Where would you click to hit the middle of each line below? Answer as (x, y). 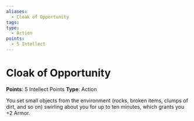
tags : (13, 22)
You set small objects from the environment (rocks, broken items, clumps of (97, 101)
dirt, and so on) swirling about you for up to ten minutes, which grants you (95, 106)
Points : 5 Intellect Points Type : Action (52, 89)
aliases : (17, 11)
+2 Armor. (18, 113)
